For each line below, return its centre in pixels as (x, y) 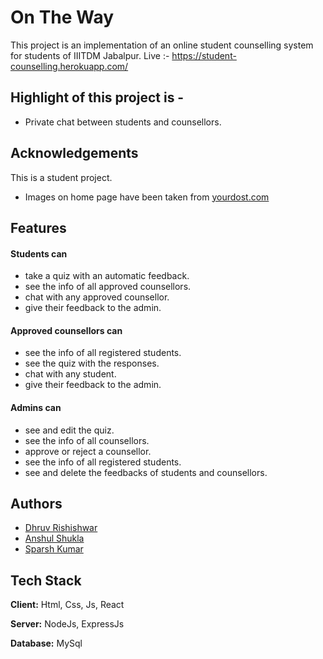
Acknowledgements (74, 153)
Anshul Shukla (54, 538)
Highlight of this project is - (97, 97)
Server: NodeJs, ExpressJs (67, 624)
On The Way (62, 17)
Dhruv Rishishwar (61, 528)
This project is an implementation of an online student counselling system (162, 45)
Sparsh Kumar (54, 549)
